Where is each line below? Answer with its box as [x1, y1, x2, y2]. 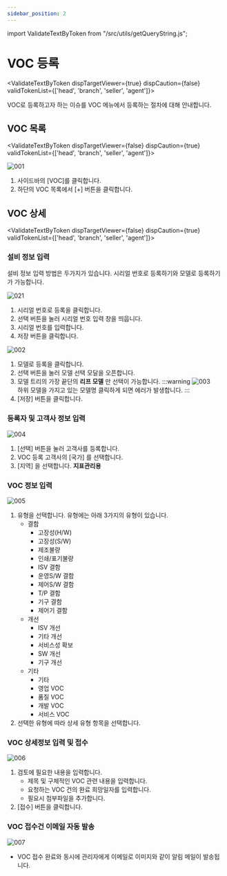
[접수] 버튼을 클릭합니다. [17, 803, 83, 811]
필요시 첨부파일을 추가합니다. [27, 794, 106, 803]
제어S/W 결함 [37, 580, 75, 589]
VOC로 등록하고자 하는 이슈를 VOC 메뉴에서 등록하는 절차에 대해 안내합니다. [7, 100, 212, 109]
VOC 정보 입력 [7, 481, 53, 490]
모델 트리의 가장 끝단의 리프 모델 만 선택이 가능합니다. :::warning [17, 377, 191, 386]
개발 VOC [37, 701, 64, 710]
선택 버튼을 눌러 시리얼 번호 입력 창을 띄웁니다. [17, 314, 143, 323]
